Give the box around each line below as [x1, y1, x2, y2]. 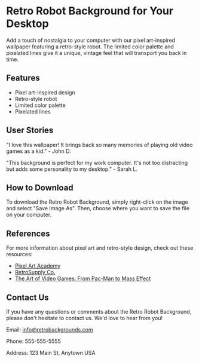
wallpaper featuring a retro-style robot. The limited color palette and [6, 43, 174, 50]
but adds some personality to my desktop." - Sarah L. [6, 165, 137, 173]
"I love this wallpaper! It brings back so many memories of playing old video [6, 141, 193, 148]
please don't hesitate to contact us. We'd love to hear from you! [6, 315, 163, 321]
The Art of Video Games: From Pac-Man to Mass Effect [14, 275, 151, 282]
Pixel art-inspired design [14, 88, 76, 96]
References [6, 228, 50, 238]
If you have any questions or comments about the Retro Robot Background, [6, 308, 192, 315]
